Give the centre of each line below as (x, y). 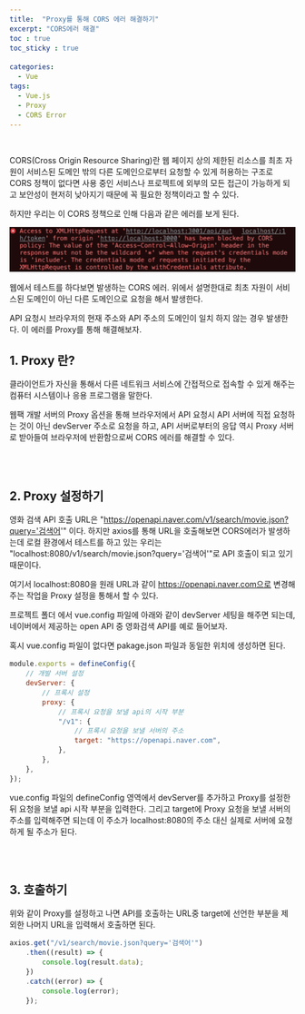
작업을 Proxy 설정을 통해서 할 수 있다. (92, 596)
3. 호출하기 (39, 890)
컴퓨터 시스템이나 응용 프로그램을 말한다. (81, 396)
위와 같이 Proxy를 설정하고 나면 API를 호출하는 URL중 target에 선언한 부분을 (144, 913)
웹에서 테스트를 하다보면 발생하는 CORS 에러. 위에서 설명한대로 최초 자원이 (142, 287)
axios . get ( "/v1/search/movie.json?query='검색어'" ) (106, 943)
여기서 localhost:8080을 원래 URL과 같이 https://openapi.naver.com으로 (141, 585)
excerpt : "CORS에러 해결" (54, 29)
